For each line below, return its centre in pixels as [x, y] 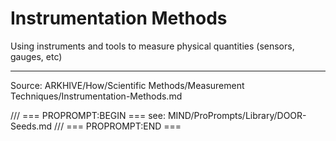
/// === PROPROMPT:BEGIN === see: [88, 115]
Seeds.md [31, 126]
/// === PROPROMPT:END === [118, 126]
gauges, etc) [36, 56]
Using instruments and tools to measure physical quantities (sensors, [152, 46]
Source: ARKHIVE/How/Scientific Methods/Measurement [127, 85]
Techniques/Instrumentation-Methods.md [96, 96]
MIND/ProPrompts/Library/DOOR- [237, 115]
